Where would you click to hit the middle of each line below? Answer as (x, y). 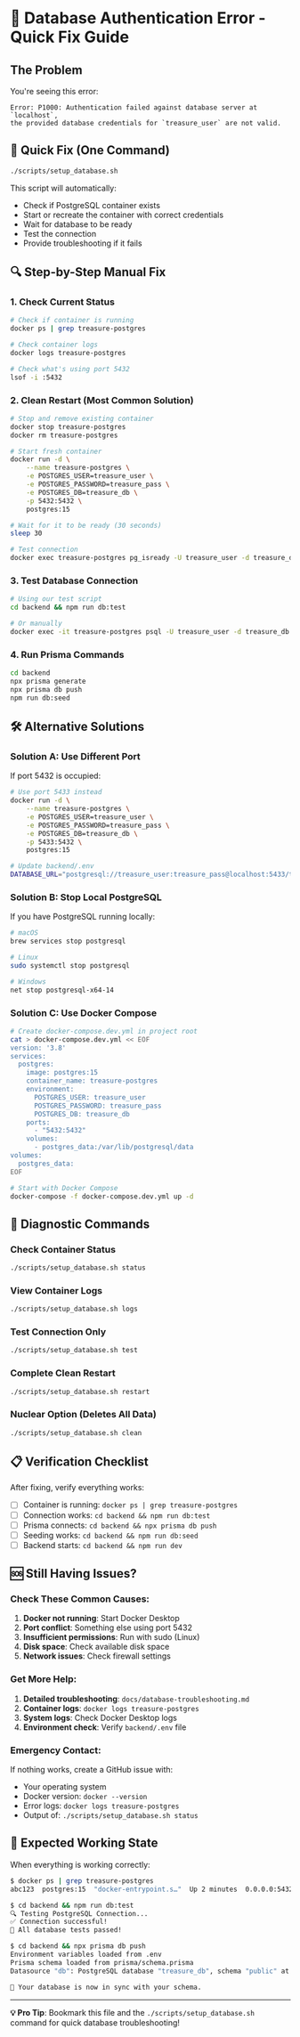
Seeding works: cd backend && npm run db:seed (110, 1535)
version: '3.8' (38, 1048)
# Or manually (36, 624)
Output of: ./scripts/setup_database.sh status (110, 1815)
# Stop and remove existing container (82, 418)
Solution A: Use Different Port (75, 756)
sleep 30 (26, 533)
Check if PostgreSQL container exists (92, 205)
